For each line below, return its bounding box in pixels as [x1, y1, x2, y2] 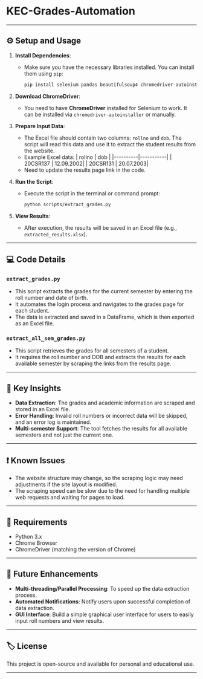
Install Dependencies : [14, 51, 71, 59]
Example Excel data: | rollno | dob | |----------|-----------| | [24, 153, 172, 161]
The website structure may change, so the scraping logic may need [14, 475, 183, 482]
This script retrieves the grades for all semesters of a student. [14, 347, 169, 354]
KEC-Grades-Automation [6, 4, 136, 18]
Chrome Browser [14, 539, 57, 547]
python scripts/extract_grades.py [24, 201, 111, 207]
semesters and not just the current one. [14, 431, 114, 439]
